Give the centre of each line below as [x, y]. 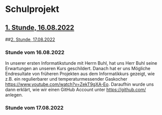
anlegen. [14, 95]
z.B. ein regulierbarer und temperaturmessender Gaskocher [66, 79]
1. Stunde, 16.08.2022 [40, 28]
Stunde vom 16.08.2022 [35, 52]
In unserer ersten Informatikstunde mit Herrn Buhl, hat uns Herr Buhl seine [81, 63]
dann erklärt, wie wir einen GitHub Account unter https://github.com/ [76, 90]
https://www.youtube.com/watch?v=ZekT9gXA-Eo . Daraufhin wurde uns [80, 84]
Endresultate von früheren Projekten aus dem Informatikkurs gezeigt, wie [80, 74]
